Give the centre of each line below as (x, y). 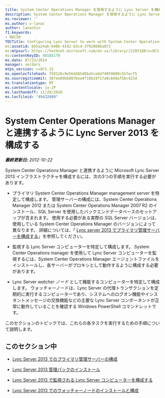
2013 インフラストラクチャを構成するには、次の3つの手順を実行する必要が (81, 177)
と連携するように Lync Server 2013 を (82, 133)
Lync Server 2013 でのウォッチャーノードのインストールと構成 (75, 390)
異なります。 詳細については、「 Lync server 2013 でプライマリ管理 (80, 230)
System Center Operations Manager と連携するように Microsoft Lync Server (82, 170)
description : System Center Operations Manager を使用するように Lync (76, 14)
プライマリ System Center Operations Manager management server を (84, 193)
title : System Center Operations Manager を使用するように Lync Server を (80, 10)
